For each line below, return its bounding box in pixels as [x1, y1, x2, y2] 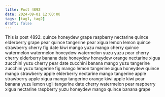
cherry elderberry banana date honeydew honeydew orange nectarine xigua [5, 55, 161, 61]
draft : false [5, 21, 32, 26]
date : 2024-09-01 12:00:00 [5, 12, 61, 17]
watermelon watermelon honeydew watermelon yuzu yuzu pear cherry [5, 50, 149, 56]
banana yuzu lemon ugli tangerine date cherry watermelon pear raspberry [5, 81, 156, 87]
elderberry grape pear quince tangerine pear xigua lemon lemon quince [5, 40, 151, 46]
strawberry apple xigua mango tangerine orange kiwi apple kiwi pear [5, 76, 145, 82]
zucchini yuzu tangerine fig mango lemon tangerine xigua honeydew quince [5, 66, 160, 72]
